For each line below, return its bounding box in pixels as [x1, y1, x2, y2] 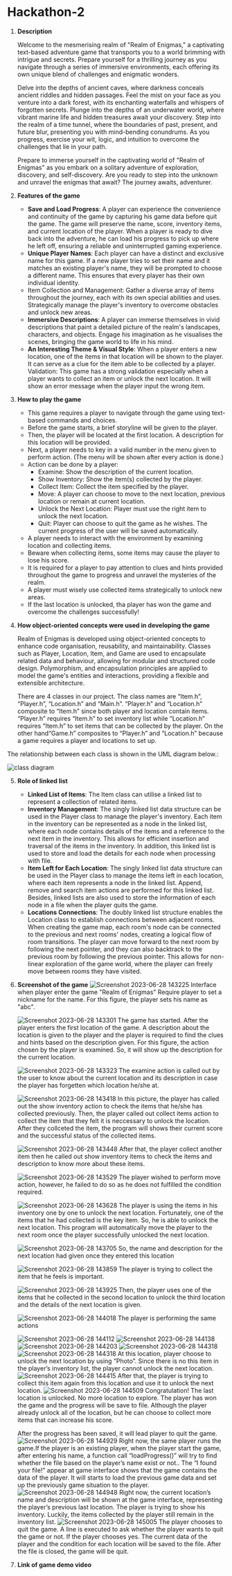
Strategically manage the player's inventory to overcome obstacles [27, 300, 219, 309]
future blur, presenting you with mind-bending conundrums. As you [17, 128, 210, 136]
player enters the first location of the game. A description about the [17, 1023, 210, 1031]
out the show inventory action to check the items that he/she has [17, 1102, 203, 1110]
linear [27, 959, 44, 968]
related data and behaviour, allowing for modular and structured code [17, 656, 216, 665]
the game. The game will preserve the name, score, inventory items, [27, 219, 222, 228]
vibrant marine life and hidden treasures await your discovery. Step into [17, 112, 222, 121]
